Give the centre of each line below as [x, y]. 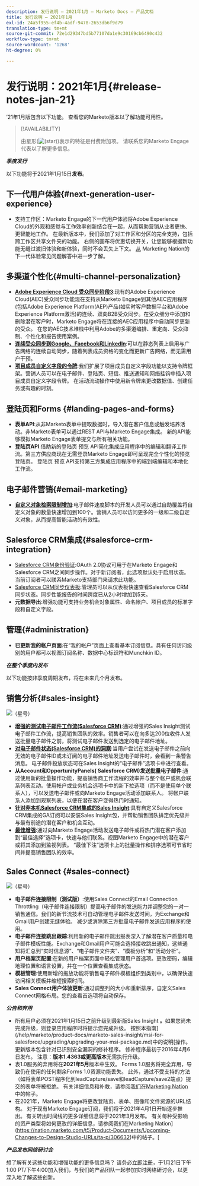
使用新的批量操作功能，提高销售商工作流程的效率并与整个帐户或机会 [103, 778]
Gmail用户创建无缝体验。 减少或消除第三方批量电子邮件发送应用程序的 [100, 921]
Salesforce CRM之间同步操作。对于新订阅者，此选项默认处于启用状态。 [102, 572]
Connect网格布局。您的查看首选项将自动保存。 [72, 995]
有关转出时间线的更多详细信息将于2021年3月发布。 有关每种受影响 [107, 1116]
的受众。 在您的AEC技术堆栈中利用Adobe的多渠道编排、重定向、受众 [99, 329]
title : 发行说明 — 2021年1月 [39, 17]
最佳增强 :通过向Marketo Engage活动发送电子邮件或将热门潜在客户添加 [100, 830]
